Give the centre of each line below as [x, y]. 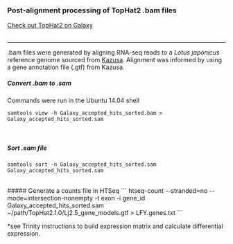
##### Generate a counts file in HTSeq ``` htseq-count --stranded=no [107, 191]
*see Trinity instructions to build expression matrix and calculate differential [115, 226]
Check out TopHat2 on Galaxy [50, 26]
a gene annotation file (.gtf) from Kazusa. [66, 67]
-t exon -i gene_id [120, 198]
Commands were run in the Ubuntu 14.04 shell [74, 101]
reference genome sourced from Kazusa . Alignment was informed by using [115, 60]
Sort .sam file [27, 148]
